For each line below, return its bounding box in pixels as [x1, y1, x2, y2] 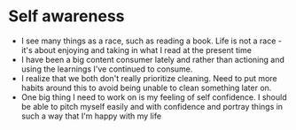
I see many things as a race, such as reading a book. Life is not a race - [20, 35, 283, 46]
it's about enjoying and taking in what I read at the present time [20, 44, 252, 55]
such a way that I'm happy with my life [20, 111, 161, 121]
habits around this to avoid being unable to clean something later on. [20, 82, 272, 93]
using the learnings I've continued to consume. [20, 64, 193, 74]
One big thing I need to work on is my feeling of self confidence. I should [20, 91, 287, 103]
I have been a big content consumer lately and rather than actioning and [20, 54, 284, 65]
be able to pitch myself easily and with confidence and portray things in [20, 101, 284, 111]
